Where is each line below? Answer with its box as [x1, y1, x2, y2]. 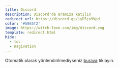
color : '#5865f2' [5, 21, 41, 26]
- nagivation [9, 44, 36, 49]
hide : [5, 35, 16, 40]
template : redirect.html [5, 30, 56, 35]
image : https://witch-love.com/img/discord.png [5, 26, 105, 31]
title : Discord [5, 7, 36, 12]
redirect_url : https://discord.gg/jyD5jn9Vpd [5, 16, 100, 21]
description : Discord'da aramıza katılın [5, 12, 91, 17]
